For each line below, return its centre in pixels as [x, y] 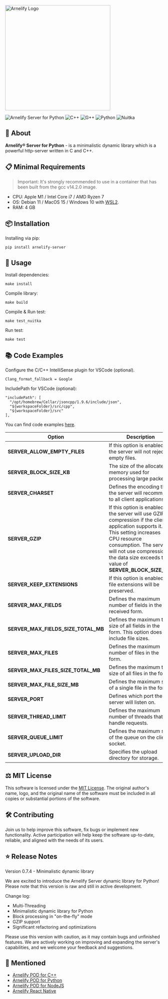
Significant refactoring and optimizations [54, 927]
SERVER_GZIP [24, 539]
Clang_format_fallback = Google [39, 379]
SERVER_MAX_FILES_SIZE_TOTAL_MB [54, 670]
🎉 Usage [18, 263]
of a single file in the [132, 688]
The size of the [126, 466]
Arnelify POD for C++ [34, 975]
